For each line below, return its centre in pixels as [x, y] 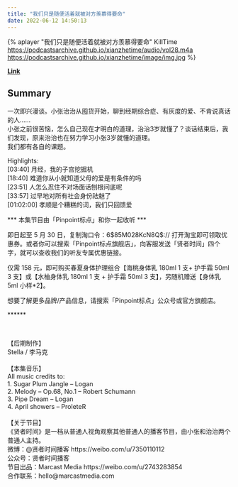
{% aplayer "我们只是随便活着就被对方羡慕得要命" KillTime [92, 42]
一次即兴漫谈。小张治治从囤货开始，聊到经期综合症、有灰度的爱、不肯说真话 [119, 111]
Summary [29, 93]
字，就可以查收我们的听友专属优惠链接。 [66, 253]
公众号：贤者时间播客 [38, 458]
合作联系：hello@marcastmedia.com [61, 476]
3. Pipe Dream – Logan [40, 399]
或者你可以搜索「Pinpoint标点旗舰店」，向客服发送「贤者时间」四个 [123, 244]
